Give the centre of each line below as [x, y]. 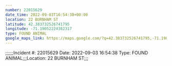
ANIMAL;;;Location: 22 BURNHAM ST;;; [47, 58]
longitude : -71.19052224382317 [39, 29]
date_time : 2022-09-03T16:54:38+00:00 [47, 15]
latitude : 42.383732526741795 [38, 24]
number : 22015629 [24, 10]
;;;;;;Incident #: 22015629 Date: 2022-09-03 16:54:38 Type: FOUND [77, 53]
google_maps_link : [25, 39]
